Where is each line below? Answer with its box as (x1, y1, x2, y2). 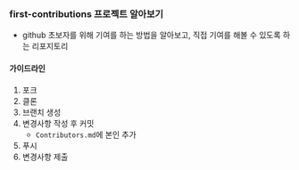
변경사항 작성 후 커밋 (21, 117, 95, 128)
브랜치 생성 (21, 107, 62, 117)
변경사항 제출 (21, 151, 69, 162)
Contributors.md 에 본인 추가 (35, 129, 137, 140)
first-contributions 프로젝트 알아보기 (9, 7, 163, 20)
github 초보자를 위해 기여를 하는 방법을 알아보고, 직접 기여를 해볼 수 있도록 (21, 29, 281, 41)
